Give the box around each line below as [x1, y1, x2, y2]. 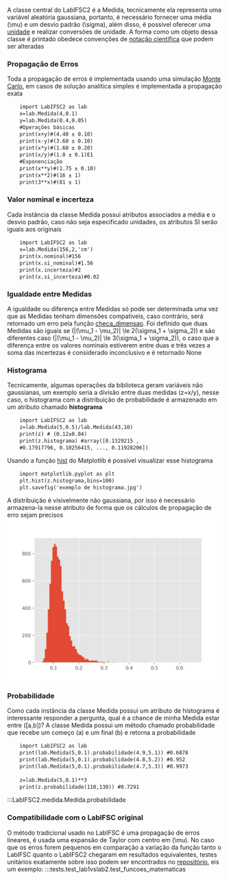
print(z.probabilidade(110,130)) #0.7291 [19, 784, 139, 791]
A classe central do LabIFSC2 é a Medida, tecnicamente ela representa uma [7, 6, 221, 14]
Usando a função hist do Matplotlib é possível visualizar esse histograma [7, 456, 213, 465]
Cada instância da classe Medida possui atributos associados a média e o [7, 210, 216, 219]
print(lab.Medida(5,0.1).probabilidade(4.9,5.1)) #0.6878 [19, 750, 189, 757]
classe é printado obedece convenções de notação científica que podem [7, 35, 214, 43]
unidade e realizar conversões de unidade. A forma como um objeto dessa [7, 27, 218, 36]
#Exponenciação [19, 158, 63, 165]
